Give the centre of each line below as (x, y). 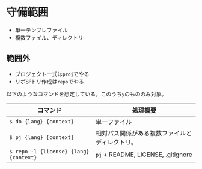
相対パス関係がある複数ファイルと (144, 133)
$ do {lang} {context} (41, 121)
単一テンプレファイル (41, 30)
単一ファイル (114, 122)
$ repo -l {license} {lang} (49, 151)
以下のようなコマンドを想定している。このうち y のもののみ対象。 (87, 94)
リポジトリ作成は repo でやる (49, 81)
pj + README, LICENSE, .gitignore (144, 155)
